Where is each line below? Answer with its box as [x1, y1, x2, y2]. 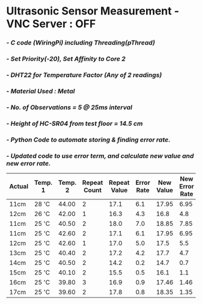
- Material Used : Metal [6, 87, 75, 95]
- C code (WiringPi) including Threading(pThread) [6, 39, 155, 47]
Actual [9, 182, 29, 190]
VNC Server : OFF [6, 17, 96, 31]
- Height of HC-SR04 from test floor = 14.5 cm [6, 119, 143, 128]
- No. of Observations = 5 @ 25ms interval [6, 103, 132, 111]
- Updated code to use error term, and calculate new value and [6, 152, 194, 160]
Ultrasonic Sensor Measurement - [6, 4, 179, 18]
